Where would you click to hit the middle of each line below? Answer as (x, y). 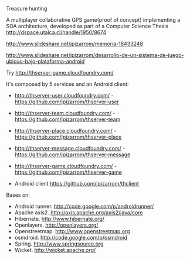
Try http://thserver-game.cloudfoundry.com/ (60, 73)
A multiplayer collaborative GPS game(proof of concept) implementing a (93, 20)
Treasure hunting (27, 9)
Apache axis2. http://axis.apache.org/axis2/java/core (79, 213)
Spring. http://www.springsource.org (59, 244)
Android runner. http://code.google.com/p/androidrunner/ (84, 206)
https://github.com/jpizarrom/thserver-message (72, 154)
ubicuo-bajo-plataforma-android (45, 61)
